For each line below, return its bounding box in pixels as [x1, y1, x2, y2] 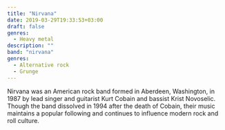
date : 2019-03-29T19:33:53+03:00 [7, 17, 104, 24]
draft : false [7, 23, 45, 30]
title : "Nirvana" [7, 10, 57, 17]
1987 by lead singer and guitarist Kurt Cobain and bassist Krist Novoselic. [7, 94, 216, 102]
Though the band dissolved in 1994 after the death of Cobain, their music [7, 102, 215, 110]
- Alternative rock [13, 62, 70, 68]
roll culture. [7, 116, 40, 124]
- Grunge [13, 68, 39, 75]
